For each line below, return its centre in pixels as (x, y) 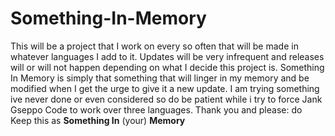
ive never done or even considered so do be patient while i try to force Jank (166, 99)
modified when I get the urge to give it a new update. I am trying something (165, 88)
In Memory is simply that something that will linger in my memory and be (160, 78)
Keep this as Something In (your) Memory (98, 120)
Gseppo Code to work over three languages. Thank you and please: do (156, 109)
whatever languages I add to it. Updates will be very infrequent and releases (167, 56)
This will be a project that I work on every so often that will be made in (154, 46)
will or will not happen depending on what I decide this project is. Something (167, 67)
